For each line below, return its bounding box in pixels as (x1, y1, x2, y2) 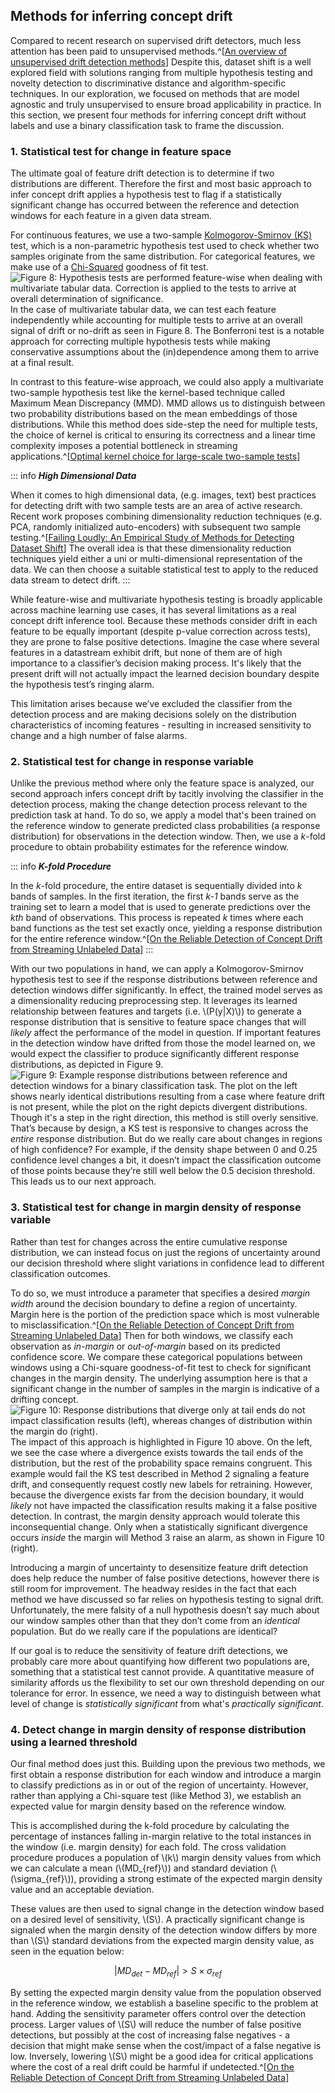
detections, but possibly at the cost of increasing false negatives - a (10, 2029, 291, 2041)
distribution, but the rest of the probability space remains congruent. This (10, 1457, 313, 1469)
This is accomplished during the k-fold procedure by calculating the (10, 1820, 290, 1831)
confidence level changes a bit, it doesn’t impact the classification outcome (10, 1154, 322, 1166)
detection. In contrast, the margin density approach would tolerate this (10, 1510, 301, 1522)
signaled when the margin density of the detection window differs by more (10, 1924, 318, 1936)
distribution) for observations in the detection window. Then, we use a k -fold (10, 830, 326, 843)
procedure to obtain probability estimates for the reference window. (10, 841, 289, 853)
